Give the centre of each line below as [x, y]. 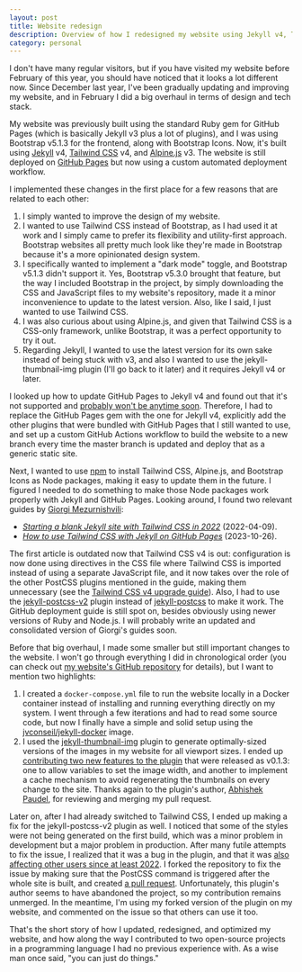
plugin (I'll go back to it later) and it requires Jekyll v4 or [182, 369]
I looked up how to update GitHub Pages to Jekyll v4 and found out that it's [148, 396]
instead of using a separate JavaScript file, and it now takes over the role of [149, 573]
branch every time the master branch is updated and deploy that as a [137, 444]
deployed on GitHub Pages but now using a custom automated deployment [148, 162]
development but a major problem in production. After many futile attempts [148, 845]
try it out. [39, 341]
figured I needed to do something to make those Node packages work [139, 490]
